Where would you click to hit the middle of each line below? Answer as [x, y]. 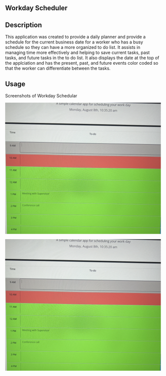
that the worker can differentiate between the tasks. [58, 68]
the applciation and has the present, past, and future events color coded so [82, 63]
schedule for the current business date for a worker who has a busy [74, 42]
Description [23, 25]
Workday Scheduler [36, 8]
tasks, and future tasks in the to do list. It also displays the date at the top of [82, 58]
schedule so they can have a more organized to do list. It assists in [73, 47]
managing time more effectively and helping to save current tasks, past [77, 53]
